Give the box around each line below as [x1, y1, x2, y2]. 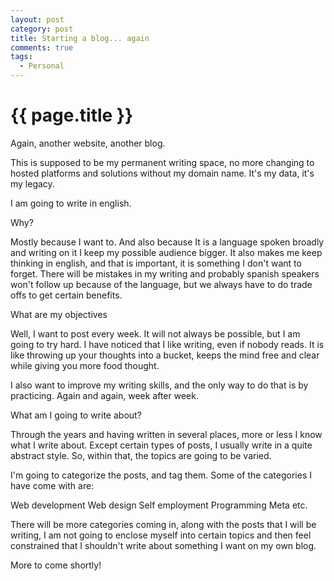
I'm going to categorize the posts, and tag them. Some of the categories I [10, 469, 312, 481]
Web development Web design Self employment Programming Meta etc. [10, 499, 308, 511]
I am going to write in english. [10, 197, 132, 209]
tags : [10, 52, 33, 62]
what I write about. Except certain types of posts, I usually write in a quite [10, 439, 313, 451]
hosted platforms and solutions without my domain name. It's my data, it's [10, 167, 315, 179]
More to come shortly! [10, 559, 102, 571]
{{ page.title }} [10, 104, 134, 127]
